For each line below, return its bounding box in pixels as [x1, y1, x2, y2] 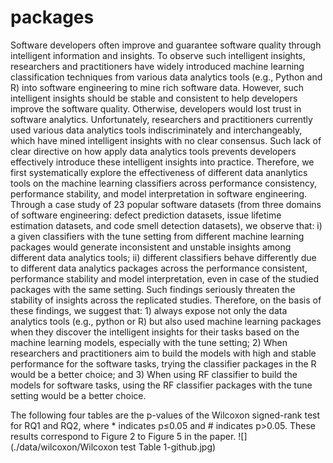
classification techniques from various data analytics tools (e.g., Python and [10, 71, 323, 83]
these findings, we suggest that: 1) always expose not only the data [10, 304, 288, 316]
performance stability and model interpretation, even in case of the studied [10, 272, 320, 285]
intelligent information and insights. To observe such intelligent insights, [10, 49, 306, 61]
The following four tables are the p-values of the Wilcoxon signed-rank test [10, 409, 321, 421]
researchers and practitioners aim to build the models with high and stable [10, 347, 317, 359]
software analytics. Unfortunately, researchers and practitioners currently [10, 113, 313, 125]
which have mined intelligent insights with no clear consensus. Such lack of [10, 134, 322, 146]
